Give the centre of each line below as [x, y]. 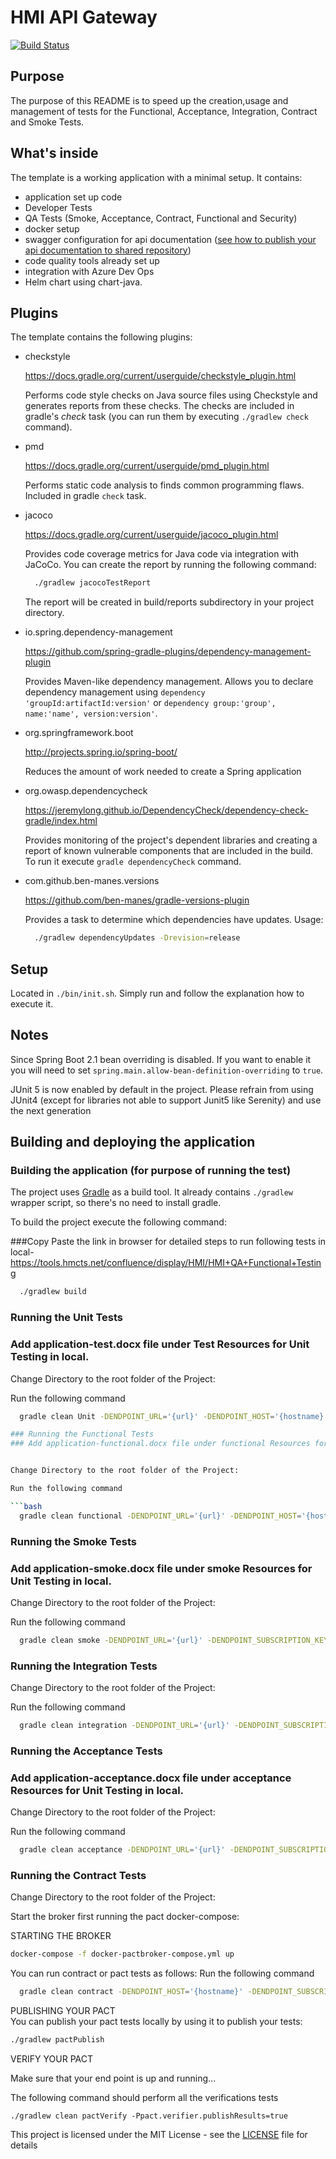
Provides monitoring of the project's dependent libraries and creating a [171, 840]
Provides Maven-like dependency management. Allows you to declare [169, 682]
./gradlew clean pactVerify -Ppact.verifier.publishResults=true [149, 2116]
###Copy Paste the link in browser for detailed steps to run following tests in [168, 1242]
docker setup [52, 228]
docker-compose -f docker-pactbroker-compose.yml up [122, 1954]
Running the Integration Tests [84, 1666]
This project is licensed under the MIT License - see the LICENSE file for [159, 2134]
